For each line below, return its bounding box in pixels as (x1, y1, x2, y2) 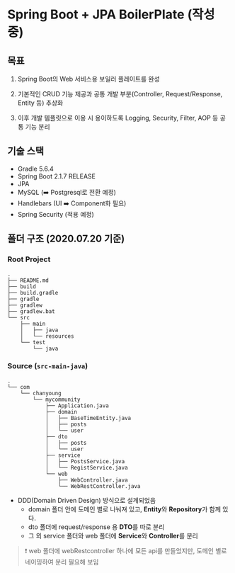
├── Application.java (45, 402, 110, 409)
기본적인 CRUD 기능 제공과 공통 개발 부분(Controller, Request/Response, (17, 90, 223, 98)
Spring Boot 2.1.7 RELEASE (17, 171, 96, 181)
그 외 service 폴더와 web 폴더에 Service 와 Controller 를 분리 (28, 531, 198, 540)
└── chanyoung (20, 390, 62, 397)
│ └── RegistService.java (45, 464, 129, 471)
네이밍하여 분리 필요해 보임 (24, 557, 99, 566)
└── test (20, 339, 46, 346)
